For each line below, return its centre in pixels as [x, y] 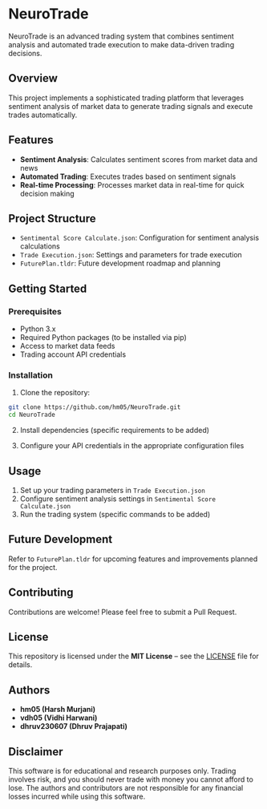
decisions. [25, 53]
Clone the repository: [55, 393]
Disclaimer [36, 752]
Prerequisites [35, 311]
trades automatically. [43, 115]
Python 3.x [38, 329]
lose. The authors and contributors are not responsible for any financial [126, 787]
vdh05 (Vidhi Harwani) [59, 718]
